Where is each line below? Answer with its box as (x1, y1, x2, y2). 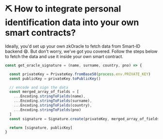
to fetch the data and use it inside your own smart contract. (5, 53, 124, 59)
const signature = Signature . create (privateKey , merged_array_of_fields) (9, 116, 162, 121)
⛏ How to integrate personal (5, 3, 121, 15)
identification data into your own (5, 17, 139, 28)
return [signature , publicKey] (9, 125, 73, 130)
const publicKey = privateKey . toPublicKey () (9, 76, 101, 81)
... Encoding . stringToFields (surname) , (14, 98, 92, 104)
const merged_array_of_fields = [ (9, 90, 79, 94)
